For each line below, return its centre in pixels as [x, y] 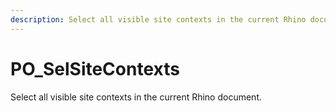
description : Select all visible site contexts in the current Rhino [158, 19]
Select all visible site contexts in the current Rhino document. [136, 97]
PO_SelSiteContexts [95, 68]
